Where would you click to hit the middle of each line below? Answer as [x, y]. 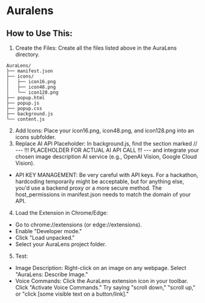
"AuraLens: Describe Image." [52, 274]
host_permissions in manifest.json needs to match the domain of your [103, 194]
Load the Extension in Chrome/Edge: [61, 213]
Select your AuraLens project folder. [61, 244]
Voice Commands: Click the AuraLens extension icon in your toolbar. [102, 281]
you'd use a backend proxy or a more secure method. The [88, 188]
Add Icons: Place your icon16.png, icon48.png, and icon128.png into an [105, 130]
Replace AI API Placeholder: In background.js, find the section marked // [106, 144]
